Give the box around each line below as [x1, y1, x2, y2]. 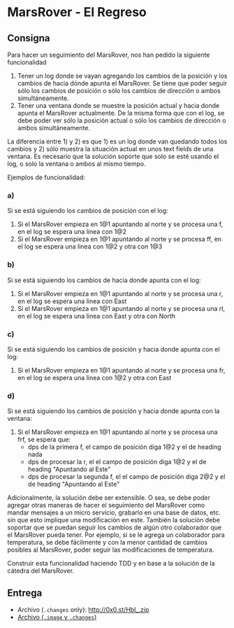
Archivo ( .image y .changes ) [17, 613, 97, 621]
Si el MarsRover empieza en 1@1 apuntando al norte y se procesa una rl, [17, 304, 226, 312]
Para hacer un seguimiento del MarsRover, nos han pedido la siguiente [7, 50, 211, 59]
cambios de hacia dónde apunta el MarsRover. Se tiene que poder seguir [17, 79, 228, 88]
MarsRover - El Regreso [7, 4, 147, 20]
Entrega [7, 587, 43, 599]
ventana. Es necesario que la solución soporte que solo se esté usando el [7, 152, 219, 160]
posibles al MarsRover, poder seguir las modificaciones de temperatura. [7, 545, 214, 554]
